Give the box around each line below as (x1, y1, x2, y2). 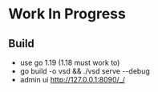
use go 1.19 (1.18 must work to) (19, 58, 120, 67)
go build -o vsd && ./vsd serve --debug (19, 66, 150, 76)
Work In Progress (8, 5, 126, 23)
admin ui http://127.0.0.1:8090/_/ (19, 75, 126, 84)
